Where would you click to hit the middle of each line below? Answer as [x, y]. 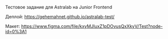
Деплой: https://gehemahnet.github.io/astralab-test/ [60, 17]
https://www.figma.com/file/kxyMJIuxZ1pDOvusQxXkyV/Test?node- [92, 26]
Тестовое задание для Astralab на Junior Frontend [59, 7]
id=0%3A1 [16, 31]
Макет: [13, 26]
